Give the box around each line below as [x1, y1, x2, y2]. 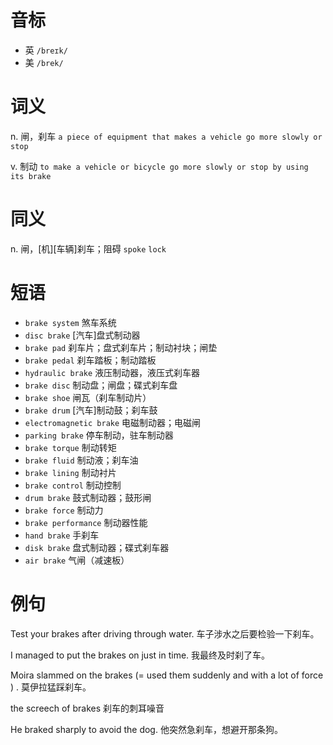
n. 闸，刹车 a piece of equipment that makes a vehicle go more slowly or [10, 130, 323, 142]
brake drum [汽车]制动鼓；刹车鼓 [24, 404, 158, 416]
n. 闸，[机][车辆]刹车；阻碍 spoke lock [10, 242, 167, 255]
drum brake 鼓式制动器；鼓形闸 [24, 491, 152, 503]
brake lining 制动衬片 [24, 466, 117, 478]
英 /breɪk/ [24, 44, 68, 56]
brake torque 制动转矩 [24, 441, 117, 453]
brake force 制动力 [24, 504, 104, 516]
